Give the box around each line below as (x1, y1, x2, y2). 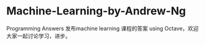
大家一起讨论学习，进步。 (6, 32, 71, 40)
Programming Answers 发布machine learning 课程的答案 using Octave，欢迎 (6, 25, 199, 32)
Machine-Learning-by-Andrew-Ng (6, 4, 186, 18)
